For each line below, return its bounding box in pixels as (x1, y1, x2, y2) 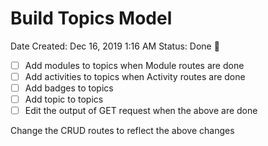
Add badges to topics (24, 82, 114, 94)
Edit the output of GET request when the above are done (24, 105, 258, 117)
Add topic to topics (24, 93, 104, 106)
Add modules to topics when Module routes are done (24, 59, 245, 71)
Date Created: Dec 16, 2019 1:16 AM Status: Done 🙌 (10, 40, 220, 52)
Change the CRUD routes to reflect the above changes (10, 125, 235, 137)
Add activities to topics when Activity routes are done (24, 71, 246, 82)
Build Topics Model (10, 7, 173, 30)
